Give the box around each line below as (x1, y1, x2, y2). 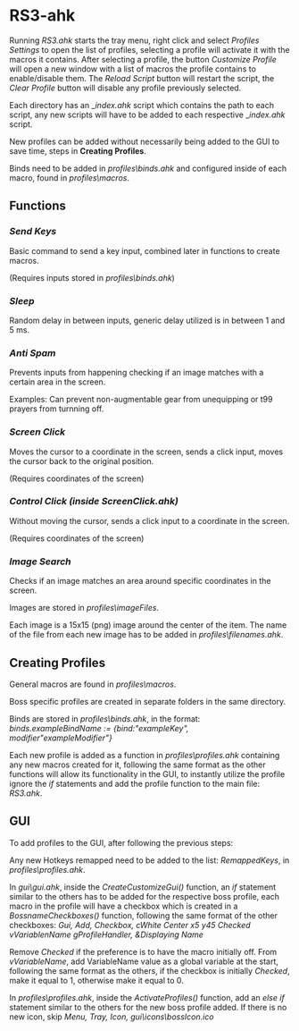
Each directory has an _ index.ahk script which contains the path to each (9, 99, 275, 110)
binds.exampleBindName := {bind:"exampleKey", (9, 723, 189, 733)
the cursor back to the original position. (9, 455, 154, 466)
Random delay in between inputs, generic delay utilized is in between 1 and (9, 315, 286, 325)
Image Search (9, 555, 71, 568)
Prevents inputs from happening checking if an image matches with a (9, 368, 264, 378)
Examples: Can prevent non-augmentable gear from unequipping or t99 (9, 394, 273, 405)
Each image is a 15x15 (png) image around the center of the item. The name (9, 620, 287, 630)
